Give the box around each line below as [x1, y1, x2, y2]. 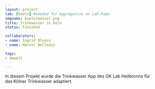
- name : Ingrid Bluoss [5, 38, 51, 43]
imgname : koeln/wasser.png [5, 16, 60, 21]
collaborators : [5, 34, 36, 38]
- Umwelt [5, 56, 23, 61]
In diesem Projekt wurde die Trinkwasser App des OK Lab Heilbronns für [5, 73, 151, 79]
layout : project [5, 7, 38, 12]
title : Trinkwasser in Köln [5, 20, 62, 25]
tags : [5, 51, 16, 56]
